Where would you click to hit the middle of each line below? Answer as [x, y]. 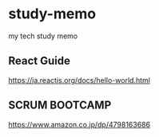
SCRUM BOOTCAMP [60, 106]
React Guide [39, 61]
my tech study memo [43, 36]
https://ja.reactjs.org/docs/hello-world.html [79, 80]
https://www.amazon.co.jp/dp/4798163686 [79, 124]
